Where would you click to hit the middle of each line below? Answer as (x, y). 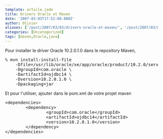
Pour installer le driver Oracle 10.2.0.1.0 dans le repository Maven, (70, 50)
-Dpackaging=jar (35, 84)
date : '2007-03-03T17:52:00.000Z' (40, 18)
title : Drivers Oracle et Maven (38, 14)
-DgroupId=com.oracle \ (43, 69)
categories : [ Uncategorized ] (34, 32)
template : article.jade (29, 9)
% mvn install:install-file (38, 60)
